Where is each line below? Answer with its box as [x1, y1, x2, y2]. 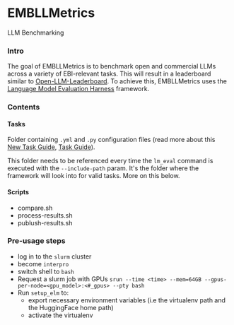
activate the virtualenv [28, 311, 93, 319]
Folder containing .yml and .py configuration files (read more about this [7, 136, 216, 144]
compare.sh [17, 203, 53, 212]
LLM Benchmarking [7, 28, 64, 37]
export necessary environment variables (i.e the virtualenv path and [28, 295, 226, 305]
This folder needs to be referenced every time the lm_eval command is [7, 157, 213, 165]
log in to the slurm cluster [17, 252, 92, 261]
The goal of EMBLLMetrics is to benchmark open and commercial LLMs [7, 62, 216, 71]
